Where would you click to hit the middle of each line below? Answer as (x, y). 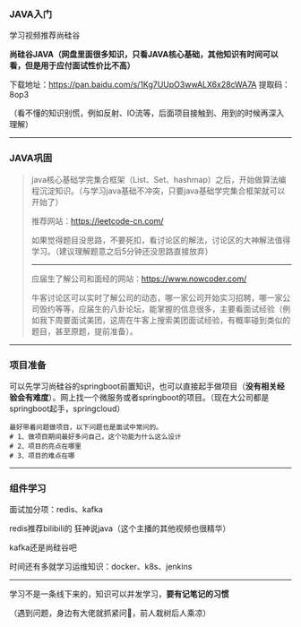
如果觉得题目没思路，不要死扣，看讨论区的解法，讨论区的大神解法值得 (161, 240)
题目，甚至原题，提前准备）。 (84, 331)
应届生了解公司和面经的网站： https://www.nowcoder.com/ (139, 279)
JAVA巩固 (31, 159)
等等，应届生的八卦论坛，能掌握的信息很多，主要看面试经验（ (169, 309)
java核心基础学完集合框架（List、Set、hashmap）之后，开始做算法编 (159, 179)
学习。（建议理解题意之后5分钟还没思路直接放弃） (122, 251)
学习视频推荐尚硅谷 (45, 35)
